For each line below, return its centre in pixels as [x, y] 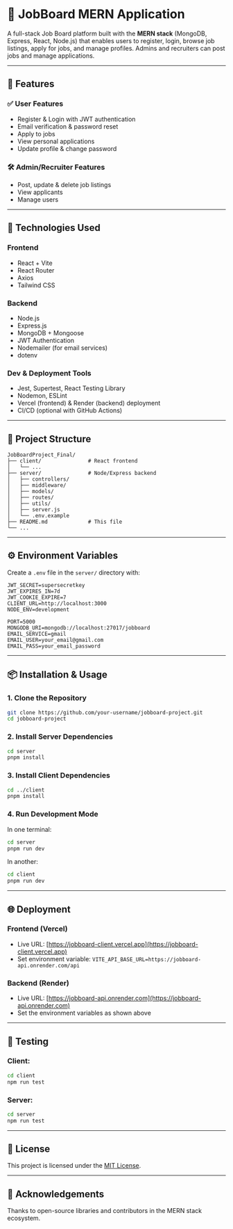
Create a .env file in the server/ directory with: [74, 572]
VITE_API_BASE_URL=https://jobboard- [147, 959]
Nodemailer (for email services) [62, 348]
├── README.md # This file [65, 522]
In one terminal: [29, 829]
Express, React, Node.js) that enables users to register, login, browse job [111, 40]
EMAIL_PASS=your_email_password [54, 646]
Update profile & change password [67, 148]
